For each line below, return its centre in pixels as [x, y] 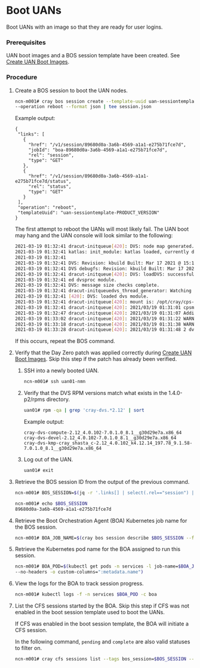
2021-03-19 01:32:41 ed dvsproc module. [66, 280]
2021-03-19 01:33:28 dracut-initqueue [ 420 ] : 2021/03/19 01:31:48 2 [101, 330]
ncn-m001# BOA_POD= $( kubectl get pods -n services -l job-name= [96, 566]
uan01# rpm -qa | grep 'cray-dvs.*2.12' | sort [84, 410]
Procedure [22, 77]
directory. [58, 399]
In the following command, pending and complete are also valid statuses [102, 642]
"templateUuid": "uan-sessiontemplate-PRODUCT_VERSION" [89, 213]
